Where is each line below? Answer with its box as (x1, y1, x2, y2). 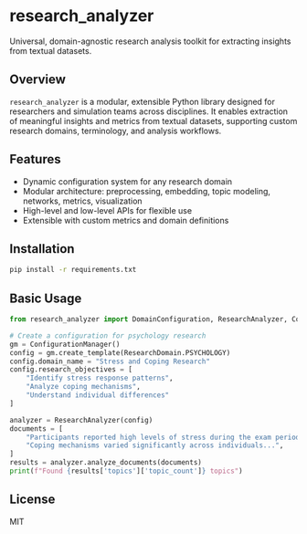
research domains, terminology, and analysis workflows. (9, 125, 222, 136)
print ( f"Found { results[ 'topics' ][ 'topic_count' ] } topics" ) (9, 466, 244, 476)
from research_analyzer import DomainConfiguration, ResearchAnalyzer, (9, 315, 288, 324)
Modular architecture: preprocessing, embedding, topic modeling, (22, 185, 271, 196)
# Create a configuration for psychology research (9, 330, 206, 340)
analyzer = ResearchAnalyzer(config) (9, 415, 153, 424)
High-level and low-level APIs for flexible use (22, 204, 193, 215)
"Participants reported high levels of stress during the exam (26, 433, 272, 442)
